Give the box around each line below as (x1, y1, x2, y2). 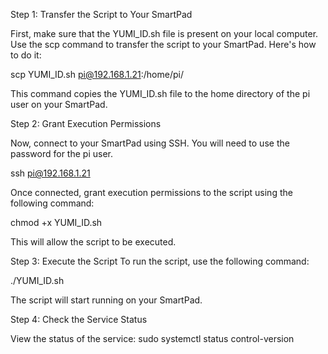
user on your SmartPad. (10, 99, 108, 110)
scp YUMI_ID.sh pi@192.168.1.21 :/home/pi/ (10, 69, 184, 80)
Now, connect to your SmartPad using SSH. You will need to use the (10, 137, 290, 149)
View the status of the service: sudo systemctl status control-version (10, 333, 295, 344)
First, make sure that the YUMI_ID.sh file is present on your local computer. (10, 28, 319, 39)
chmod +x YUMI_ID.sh (10, 217, 103, 228)
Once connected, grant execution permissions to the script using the (10, 187, 293, 198)
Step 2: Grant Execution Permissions (10, 118, 162, 129)
